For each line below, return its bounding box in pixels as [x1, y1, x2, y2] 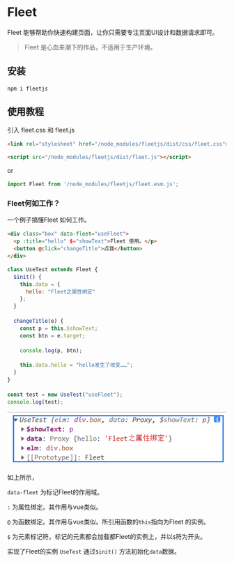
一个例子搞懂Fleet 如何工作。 [7, 215, 91, 224]
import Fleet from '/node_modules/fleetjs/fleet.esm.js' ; [7, 181, 179, 188]
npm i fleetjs [7, 85, 49, 92]
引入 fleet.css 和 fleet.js [7, 126, 75, 134]
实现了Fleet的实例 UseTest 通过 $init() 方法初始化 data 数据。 [7, 547, 181, 555]
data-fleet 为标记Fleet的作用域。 [7, 487, 104, 496]
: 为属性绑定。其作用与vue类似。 [7, 503, 102, 511]
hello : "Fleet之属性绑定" [25, 288, 96, 295]
